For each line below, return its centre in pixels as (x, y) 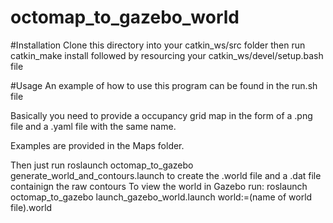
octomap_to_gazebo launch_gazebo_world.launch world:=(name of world (161, 197)
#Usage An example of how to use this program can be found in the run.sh (164, 85)
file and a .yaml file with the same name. (93, 126)
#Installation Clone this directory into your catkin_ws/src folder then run (158, 45)
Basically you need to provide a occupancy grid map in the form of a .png (161, 115)
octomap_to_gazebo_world (125, 17)
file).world (31, 207)
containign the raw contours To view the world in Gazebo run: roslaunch (159, 186)
